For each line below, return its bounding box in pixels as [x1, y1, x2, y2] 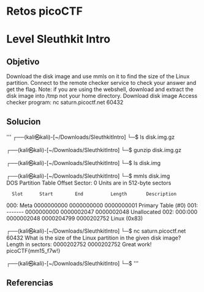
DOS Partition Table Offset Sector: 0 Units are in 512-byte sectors [6, 179, 172, 186]
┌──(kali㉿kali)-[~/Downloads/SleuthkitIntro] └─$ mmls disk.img [6, 172, 170, 180]
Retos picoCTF [6, 4, 83, 18]
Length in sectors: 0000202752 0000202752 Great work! [6, 241, 152, 248]
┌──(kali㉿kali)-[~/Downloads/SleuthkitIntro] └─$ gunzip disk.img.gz [6, 147, 182, 153]
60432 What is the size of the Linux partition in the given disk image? [6, 234, 181, 241]
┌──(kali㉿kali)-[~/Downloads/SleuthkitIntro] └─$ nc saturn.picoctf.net [6, 227, 186, 235]
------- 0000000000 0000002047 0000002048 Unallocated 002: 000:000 [6, 208, 198, 215]
